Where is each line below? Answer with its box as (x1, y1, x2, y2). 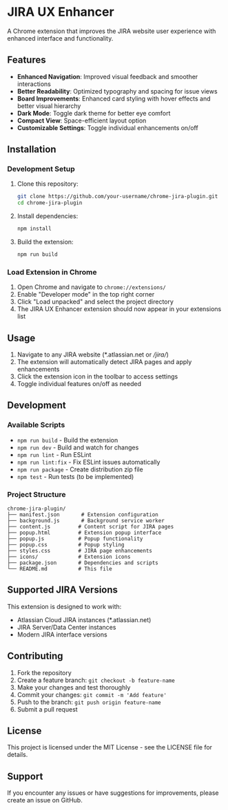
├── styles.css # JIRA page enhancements (7, 548, 153, 555)
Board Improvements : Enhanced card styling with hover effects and (17, 94, 211, 103)
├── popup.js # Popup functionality (7, 535, 143, 542)
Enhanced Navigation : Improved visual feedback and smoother (17, 72, 198, 81)
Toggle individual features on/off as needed (17, 380, 141, 388)
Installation (7, 144, 56, 156)
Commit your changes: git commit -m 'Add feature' (17, 690, 167, 699)
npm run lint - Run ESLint (17, 450, 92, 458)
